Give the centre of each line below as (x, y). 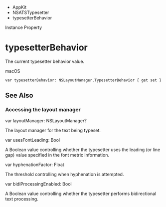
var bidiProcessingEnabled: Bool (38, 184)
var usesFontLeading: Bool (33, 140)
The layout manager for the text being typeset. (53, 130)
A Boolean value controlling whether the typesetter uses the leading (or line (83, 150)
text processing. (22, 199)
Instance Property (24, 27)
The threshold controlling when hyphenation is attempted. (65, 174)
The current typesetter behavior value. (45, 61)
